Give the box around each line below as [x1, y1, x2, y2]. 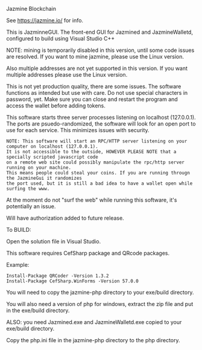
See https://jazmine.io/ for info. [6, 17, 83, 24]
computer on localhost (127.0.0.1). [6, 144, 98, 150]
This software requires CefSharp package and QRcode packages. [6, 250, 170, 256]
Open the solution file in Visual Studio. [6, 238, 101, 245]
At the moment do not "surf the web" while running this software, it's [6, 196, 177, 203]
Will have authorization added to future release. [6, 214, 125, 221]
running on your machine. [6, 165, 71, 171]
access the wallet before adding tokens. [6, 102, 106, 109]
